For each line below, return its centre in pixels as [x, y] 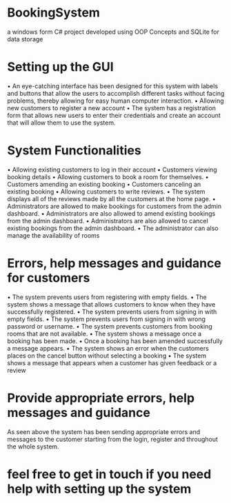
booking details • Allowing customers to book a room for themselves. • [108, 176]
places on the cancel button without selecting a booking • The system [107, 356]
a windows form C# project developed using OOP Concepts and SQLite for [113, 32]
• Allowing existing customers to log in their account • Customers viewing [112, 170]
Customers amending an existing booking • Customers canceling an [104, 184]
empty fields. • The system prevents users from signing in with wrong [106, 319]
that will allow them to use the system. [61, 123]
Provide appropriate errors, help [101, 398]
